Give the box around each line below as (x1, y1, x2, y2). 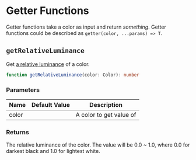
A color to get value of (75, 110, 136, 119)
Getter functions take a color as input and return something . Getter (6, 23, 166, 30)
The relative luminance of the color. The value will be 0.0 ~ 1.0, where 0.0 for (6, 141, 190, 148)
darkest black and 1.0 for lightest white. (6, 148, 100, 155)
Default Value (31, 100, 70, 109)
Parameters (6, 86, 40, 94)
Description (89, 100, 123, 109)
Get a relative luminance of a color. (6, 60, 90, 68)
